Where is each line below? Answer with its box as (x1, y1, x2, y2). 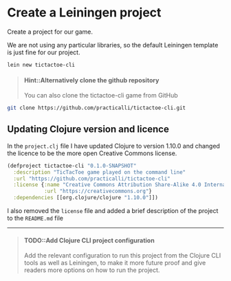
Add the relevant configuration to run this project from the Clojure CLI (23, 251, 221, 260)
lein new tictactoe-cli (7, 61, 76, 68)
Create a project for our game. (7, 27, 93, 36)
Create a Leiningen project (7, 5, 162, 21)
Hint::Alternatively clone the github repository (23, 76, 159, 84)
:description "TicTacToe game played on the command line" (13, 168, 186, 176)
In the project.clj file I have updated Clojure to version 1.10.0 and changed (7, 142, 220, 150)
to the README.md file (7, 214, 64, 223)
